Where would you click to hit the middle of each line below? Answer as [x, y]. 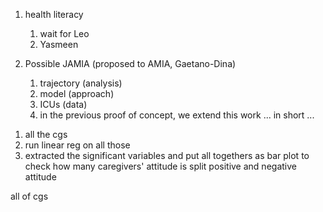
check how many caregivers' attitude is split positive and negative [160, 166]
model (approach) [77, 93]
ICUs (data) [63, 104]
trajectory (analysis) [81, 83]
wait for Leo [64, 33]
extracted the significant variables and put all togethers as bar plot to [167, 155]
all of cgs [29, 196]
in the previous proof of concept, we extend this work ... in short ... [177, 115]
